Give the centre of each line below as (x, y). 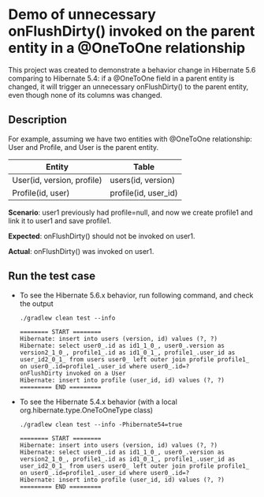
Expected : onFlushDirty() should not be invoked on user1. (102, 236)
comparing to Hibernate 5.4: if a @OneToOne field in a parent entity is (121, 78)
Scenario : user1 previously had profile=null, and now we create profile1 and (131, 212)
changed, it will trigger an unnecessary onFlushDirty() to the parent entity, (128, 86)
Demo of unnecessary (82, 15)
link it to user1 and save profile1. (60, 220)
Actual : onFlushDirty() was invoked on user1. (81, 251)
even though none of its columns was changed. (86, 95)
